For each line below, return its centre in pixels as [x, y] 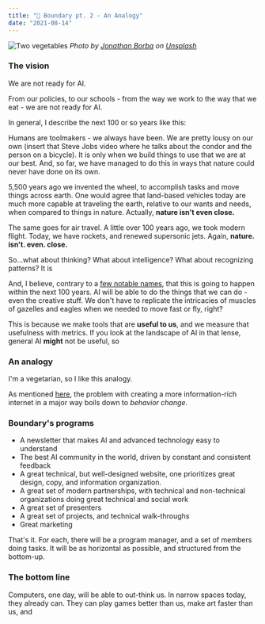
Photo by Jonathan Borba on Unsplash [133, 45]
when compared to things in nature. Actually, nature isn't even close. [121, 212]
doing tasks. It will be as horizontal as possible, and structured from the [125, 549]
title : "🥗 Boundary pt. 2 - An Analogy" [76, 15]
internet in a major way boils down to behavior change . [98, 403]
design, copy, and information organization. [91, 482]
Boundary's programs [51, 423]
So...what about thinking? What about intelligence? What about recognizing [131, 259]
